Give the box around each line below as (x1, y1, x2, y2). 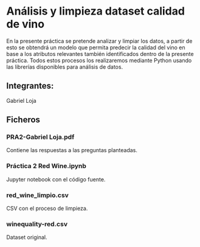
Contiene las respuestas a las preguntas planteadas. (6, 147, 138, 154)
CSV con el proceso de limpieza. (6, 205, 88, 212)
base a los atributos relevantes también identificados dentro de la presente (6, 50, 194, 57)
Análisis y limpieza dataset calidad (6, 4, 185, 18)
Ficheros (6, 114, 41, 125)
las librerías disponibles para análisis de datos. (6, 63, 123, 71)
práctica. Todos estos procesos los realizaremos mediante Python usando (6, 57, 192, 64)
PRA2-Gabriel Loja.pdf (6, 133, 75, 141)
